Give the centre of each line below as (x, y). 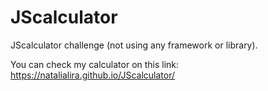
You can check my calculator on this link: (95, 64)
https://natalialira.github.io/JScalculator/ (92, 75)
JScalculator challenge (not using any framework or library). (134, 45)
